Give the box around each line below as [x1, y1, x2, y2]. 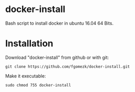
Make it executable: [5, 73, 47, 79]
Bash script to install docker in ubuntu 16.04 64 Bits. [5, 20, 114, 26]
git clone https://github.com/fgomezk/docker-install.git [5, 64, 130, 69]
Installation [5, 38, 54, 49]
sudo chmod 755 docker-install [5, 82, 71, 87]
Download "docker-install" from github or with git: [5, 54, 109, 60]
